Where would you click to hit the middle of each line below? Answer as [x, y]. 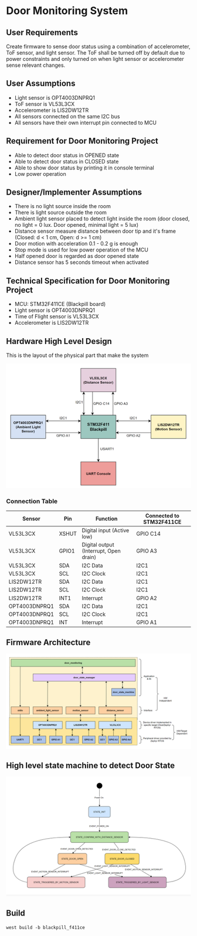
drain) [89, 557]
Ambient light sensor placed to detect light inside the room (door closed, [102, 219]
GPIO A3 [147, 551]
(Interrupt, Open [101, 551]
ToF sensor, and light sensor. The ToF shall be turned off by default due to [96, 53]
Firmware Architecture [48, 643]
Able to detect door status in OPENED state [67, 155]
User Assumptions [41, 84]
